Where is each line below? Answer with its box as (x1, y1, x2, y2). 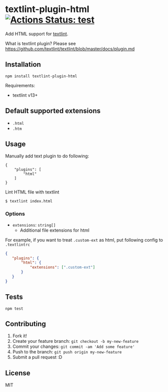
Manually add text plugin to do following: (5, 153, 89, 159)
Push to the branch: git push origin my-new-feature (12, 349, 122, 355)
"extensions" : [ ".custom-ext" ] (30, 265, 95, 270)
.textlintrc (5, 242, 30, 247)
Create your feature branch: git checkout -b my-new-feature (12, 338, 139, 344)
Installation (5, 60, 41, 69)
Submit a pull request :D (12, 354, 63, 360)
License (5, 368, 31, 377)
